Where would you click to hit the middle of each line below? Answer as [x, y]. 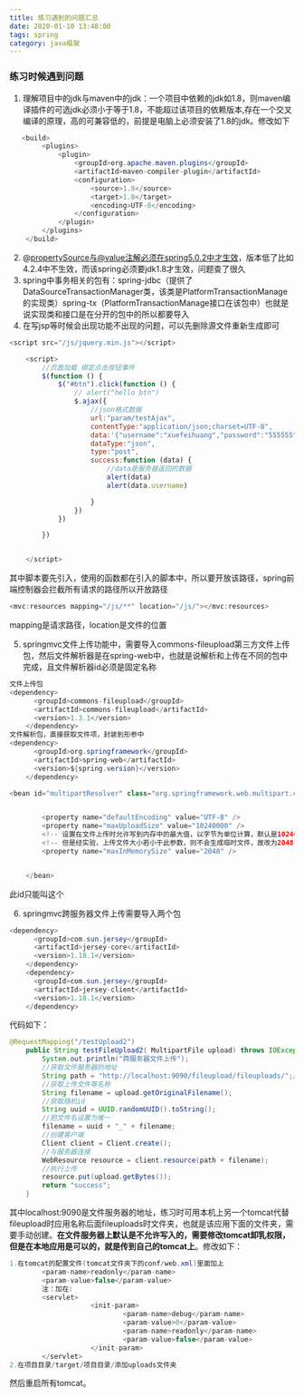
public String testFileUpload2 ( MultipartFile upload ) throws [145, 1050]
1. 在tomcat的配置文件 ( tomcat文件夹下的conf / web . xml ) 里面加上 [117, 1264]
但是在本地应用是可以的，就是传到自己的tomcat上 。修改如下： [126, 1246]
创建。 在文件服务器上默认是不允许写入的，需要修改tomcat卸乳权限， [161, 1236]
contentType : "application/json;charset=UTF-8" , [181, 426]
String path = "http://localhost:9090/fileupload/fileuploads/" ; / [170, 1076]
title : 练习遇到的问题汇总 [54, 18]
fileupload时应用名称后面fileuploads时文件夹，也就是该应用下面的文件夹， [148, 1224]
